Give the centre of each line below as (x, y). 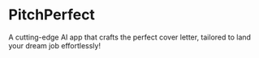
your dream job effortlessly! (55, 45)
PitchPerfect (52, 15)
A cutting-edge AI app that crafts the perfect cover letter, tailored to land (130, 37)
